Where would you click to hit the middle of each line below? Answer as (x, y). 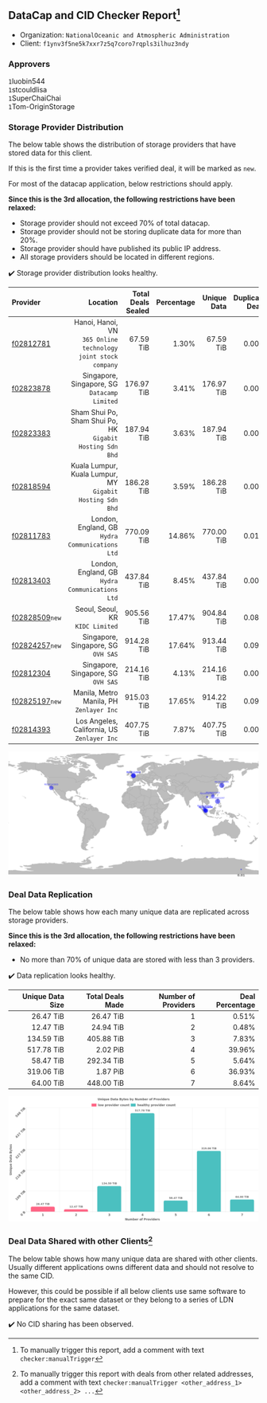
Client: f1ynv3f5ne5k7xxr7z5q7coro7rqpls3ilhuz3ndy (104, 43)
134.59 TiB (46, 1038)
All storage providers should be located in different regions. (117, 257)
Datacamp (104, 394)
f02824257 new (37, 645)
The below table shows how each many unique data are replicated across (129, 912)
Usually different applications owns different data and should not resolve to (131, 1267)
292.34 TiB (106, 1061)
